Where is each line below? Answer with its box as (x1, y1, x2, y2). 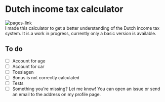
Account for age (12, 58, 45, 64)
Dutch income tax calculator (5, 3, 124, 15)
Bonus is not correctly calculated (12, 74, 80, 80)
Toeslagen (12, 69, 34, 75)
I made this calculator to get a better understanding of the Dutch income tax (5, 25, 160, 31)
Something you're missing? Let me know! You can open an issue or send (12, 86, 161, 92)
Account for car (12, 63, 44, 69)
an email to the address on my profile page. (12, 92, 101, 98)
